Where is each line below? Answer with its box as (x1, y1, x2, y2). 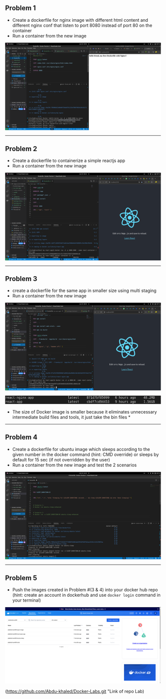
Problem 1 (5, 4, 36, 12)
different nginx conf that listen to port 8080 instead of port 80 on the (12, 22, 152, 28)
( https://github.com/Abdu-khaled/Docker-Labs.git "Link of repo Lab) (5, 689, 144, 695)
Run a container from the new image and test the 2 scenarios (12, 462, 137, 468)
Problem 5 (5, 574, 38, 582)
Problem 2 (5, 144, 38, 153)
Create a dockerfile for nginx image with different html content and (12, 17, 148, 23)
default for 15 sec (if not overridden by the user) (12, 456, 110, 462)
